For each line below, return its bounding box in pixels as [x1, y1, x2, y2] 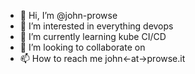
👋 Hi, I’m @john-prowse [19, 10, 118, 21]
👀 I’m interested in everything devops [19, 20, 174, 32]
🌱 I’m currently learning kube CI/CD [19, 31, 167, 42]
